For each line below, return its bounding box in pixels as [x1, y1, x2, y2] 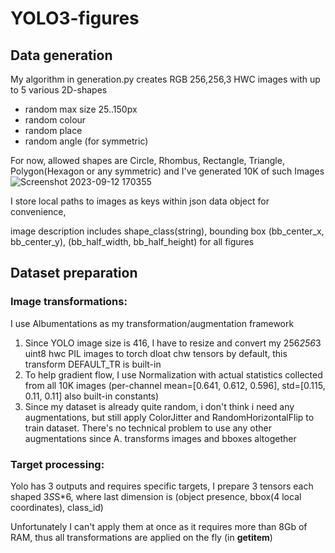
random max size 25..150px [24, 103, 138, 115]
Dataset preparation [10, 265, 138, 282]
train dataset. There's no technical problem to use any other [24, 422, 272, 434]
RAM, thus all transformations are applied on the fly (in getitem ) [10, 531, 273, 543]
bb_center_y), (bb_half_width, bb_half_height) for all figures [10, 236, 255, 247]
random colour [24, 114, 87, 126]
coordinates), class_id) [10, 501, 104, 513]
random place [24, 125, 83, 136]
